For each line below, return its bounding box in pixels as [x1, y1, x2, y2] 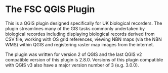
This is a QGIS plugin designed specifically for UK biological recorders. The [5, 20, 162, 26]
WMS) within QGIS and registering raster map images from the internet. [5, 41, 154, 47]
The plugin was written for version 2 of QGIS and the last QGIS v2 [5, 51, 142, 57]
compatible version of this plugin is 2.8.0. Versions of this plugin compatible [5, 56, 163, 62]
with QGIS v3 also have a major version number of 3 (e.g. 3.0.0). [5, 62, 139, 68]
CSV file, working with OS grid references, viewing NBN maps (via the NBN [5, 36, 162, 42]
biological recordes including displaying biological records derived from [5, 31, 155, 37]
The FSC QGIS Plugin [5, 4, 95, 15]
